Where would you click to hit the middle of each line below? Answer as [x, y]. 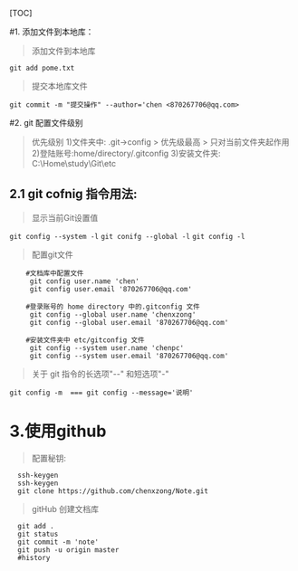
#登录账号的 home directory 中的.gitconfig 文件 [113, 307]
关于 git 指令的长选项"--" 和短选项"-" [100, 374]
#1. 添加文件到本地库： [52, 32]
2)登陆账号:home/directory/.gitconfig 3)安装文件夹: [126, 153]
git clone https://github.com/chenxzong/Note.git [113, 491]
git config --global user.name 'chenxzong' [113, 314]
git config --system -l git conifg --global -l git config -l [127, 236]
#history [34, 557]
